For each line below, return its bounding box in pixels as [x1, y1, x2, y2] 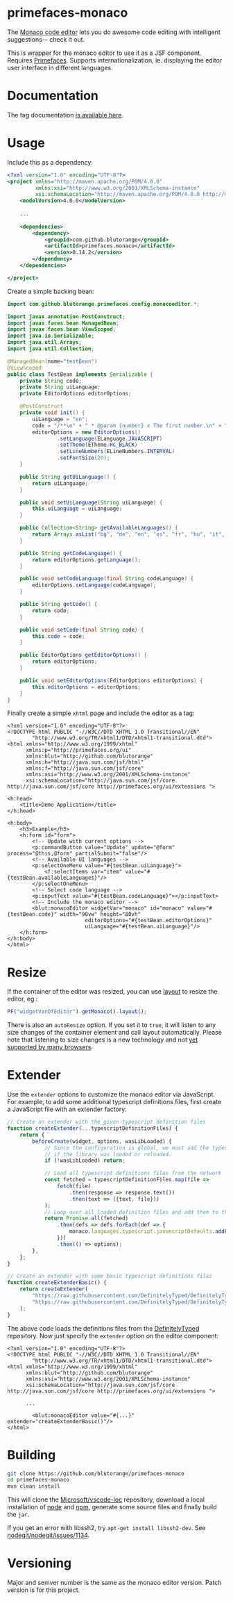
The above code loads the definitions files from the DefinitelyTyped [7, 1324, 200, 1332]
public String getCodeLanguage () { [19, 550, 123, 557]
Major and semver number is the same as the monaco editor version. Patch [7, 1579, 222, 1587]
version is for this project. [7, 1586, 80, 1594]
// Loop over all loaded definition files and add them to [44, 1208, 218, 1215]
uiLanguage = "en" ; [32, 416, 89, 422]
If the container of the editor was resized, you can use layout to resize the [7, 987, 218, 996]
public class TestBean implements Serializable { [7, 370, 154, 378]
